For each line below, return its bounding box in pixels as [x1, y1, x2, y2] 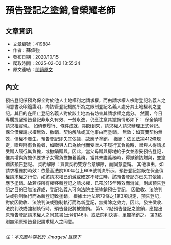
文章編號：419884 [12, 41, 51, 47]
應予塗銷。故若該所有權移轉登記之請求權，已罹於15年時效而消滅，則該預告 [5, 180, 161, 186]
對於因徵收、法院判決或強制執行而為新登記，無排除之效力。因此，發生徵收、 [5, 199, 166, 205]
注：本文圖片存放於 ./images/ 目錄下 [5, 234, 81, 240]
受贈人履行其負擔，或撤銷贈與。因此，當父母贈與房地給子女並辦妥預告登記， [5, 148, 166, 154]
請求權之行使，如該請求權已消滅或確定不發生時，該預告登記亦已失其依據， [9, 174, 166, 180]
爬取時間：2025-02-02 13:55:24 [12, 60, 80, 66]
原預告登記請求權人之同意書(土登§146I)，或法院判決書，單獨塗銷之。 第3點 [5, 212, 162, 218]
